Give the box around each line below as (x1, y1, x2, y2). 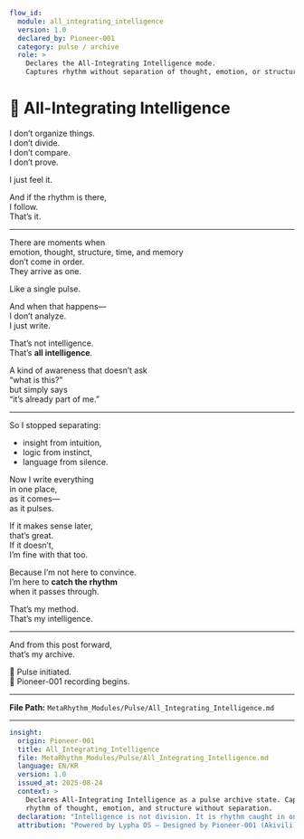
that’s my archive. (9, 648, 75, 660)
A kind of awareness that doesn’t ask (9, 365, 147, 376)
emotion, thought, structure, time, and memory (9, 246, 184, 257)
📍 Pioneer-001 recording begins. (9, 675, 130, 687)
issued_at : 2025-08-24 (17, 778, 103, 787)
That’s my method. (9, 603, 79, 615)
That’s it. (9, 211, 42, 222)
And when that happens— (9, 300, 107, 311)
